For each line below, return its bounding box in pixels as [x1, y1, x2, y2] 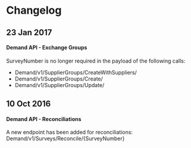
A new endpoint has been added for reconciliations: [6, 129, 133, 136]
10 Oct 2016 [6, 99, 51, 109]
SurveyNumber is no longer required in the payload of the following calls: [6, 57, 186, 64]
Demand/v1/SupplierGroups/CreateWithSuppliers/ [14, 69, 137, 76]
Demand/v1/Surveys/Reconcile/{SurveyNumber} [6, 135, 125, 142]
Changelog [6, 4, 62, 17]
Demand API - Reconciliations [6, 115, 82, 122]
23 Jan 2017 [6, 27, 52, 38]
